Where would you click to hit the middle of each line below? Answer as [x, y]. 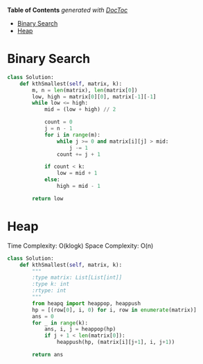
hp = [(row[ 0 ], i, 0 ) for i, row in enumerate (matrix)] [114, 310]
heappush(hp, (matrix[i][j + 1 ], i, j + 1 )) [116, 343]
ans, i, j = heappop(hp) [80, 329]
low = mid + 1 [77, 173]
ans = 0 [43, 316]
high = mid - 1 [78, 187]
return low [48, 198]
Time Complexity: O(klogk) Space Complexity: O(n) [80, 245]
